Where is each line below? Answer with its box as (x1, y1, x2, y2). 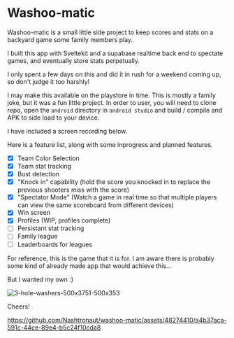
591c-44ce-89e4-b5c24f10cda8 (7, 323, 101, 332)
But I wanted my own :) (7, 275, 74, 283)
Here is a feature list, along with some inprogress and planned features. (7, 140, 213, 148)
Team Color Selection (17, 154, 80, 162)
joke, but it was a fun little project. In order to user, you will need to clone (7, 98, 217, 106)
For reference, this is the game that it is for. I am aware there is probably (7, 254, 214, 262)
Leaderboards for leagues (17, 240, 93, 248)
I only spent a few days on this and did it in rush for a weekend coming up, (7, 70, 221, 78)
